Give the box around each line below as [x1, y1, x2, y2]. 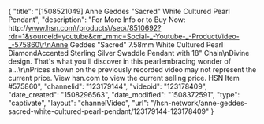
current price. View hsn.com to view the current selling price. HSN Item [8, 74, 240, 82]
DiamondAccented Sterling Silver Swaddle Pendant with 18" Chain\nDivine [8, 49, 250, 57]
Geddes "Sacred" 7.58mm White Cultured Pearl [69, 40, 224, 49]
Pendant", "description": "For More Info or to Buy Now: [8, 15, 186, 24]
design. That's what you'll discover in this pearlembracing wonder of [8, 57, 231, 66]
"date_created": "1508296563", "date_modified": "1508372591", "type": [8, 90, 240, 99]
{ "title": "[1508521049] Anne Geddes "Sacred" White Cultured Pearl [8, 7, 230, 16]
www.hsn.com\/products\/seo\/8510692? [28, 24, 162, 32]
